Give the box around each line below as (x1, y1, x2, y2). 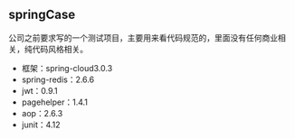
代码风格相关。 (32, 43, 88, 54)
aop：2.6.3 (21, 107, 63, 118)
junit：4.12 (21, 119, 61, 130)
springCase (8, 7, 76, 23)
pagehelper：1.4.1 (21, 97, 88, 107)
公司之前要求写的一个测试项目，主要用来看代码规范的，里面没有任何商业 (8, 32, 278, 43)
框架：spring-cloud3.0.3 (21, 62, 113, 73)
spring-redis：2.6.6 (21, 74, 95, 85)
